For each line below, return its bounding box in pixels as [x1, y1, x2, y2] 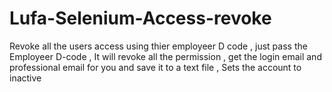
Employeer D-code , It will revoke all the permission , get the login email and [9, 50, 322, 62]
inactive [9, 72, 42, 84]
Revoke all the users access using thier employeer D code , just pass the [9, 40, 308, 52]
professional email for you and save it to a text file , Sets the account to [9, 61, 302, 73]
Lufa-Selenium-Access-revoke [9, 7, 272, 30]
